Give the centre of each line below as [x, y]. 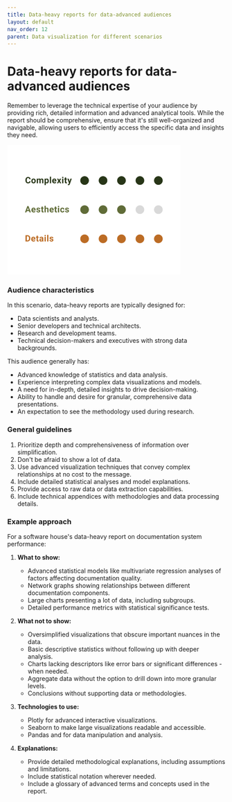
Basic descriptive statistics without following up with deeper [113, 649]
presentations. [38, 404]
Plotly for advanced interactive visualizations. [92, 720]
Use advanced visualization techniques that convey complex [104, 467]
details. [28, 504]
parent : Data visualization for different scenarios [85, 37]
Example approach [39, 522]
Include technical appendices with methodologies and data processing [118, 496]
